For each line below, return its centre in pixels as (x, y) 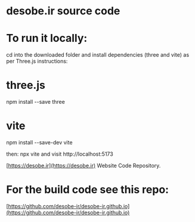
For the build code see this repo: (87, 190)
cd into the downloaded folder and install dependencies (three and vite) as (98, 55)
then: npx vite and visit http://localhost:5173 (60, 154)
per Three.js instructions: (37, 61)
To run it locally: (47, 38)
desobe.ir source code (63, 11)
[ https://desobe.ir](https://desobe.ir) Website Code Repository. (83, 166)
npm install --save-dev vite (39, 142)
